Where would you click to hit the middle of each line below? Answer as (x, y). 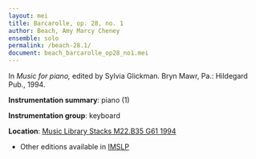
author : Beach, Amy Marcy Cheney (64, 31)
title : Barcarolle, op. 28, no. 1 (66, 23)
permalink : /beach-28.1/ (50, 46)
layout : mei (28, 16)
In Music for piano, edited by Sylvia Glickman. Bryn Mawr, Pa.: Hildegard (128, 76)
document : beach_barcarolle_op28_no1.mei (79, 53)
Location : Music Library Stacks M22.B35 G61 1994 (92, 131)
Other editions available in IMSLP (75, 147)
